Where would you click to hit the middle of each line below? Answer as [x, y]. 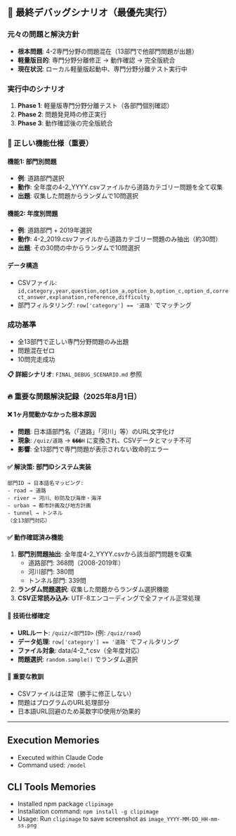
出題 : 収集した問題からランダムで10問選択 [78, 196]
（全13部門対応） [29, 521]
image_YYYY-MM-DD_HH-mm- [184, 820]
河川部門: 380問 [51, 572]
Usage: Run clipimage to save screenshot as [82, 819]
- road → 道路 [27, 491]
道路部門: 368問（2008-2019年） [76, 563]
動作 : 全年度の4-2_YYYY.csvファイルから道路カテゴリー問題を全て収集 [120, 187]
